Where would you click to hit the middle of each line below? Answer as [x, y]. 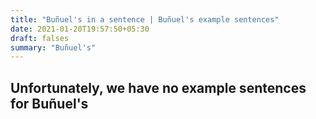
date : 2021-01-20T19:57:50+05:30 [80, 29]
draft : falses [40, 38]
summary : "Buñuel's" [53, 47]
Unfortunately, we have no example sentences [158, 87]
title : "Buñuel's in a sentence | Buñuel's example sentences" [145, 19]
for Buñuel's [49, 103]
